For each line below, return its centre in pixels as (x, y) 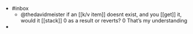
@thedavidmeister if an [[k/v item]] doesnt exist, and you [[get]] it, (101, 14)
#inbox (20, 8)
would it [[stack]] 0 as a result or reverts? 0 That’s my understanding (104, 20)
